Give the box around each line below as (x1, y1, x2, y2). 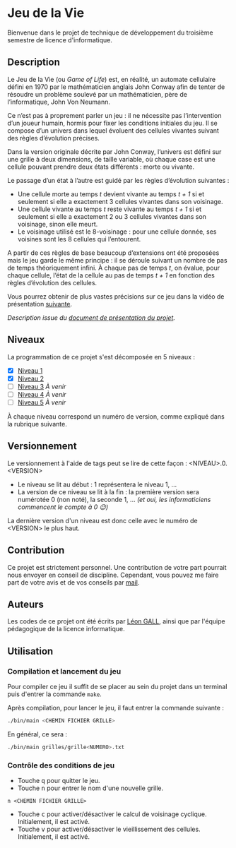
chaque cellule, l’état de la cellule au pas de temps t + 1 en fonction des (7, 270, 216, 280)
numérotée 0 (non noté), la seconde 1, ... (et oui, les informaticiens (17, 495, 211, 503)
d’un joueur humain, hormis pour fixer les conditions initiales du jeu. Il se (7, 119, 218, 127)
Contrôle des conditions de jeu (7, 760, 115, 770)
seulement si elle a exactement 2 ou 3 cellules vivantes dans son (17, 212, 207, 220)
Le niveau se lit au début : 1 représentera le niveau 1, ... (17, 480, 177, 489)
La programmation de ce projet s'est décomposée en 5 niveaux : (7, 352, 196, 361)
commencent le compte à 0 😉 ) (17, 503, 109, 511)
